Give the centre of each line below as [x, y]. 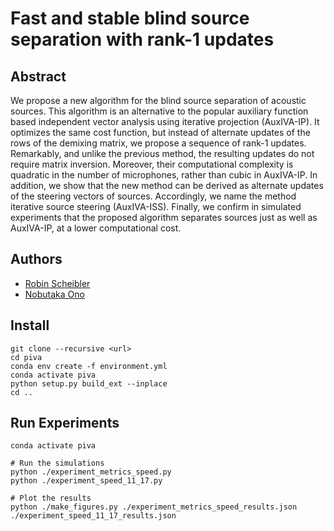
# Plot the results [51, 498]
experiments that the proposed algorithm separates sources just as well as [164, 217]
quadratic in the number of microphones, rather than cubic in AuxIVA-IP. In [164, 175]
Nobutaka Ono [54, 294]
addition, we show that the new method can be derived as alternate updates [167, 185]
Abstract [38, 76]
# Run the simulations [57, 463]
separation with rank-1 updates [142, 39]
